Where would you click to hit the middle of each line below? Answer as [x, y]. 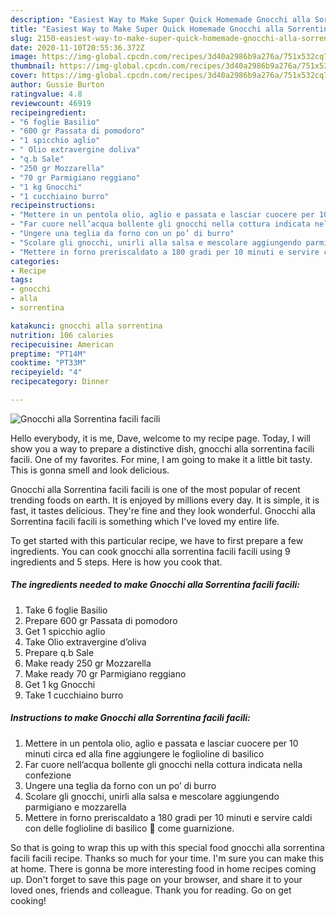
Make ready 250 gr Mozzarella [88, 663]
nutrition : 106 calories [62, 335]
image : [24, 57]
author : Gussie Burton [57, 85]
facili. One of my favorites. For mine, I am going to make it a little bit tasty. [161, 459]
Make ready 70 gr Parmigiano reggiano [105, 673]
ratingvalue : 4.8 [46, 94]
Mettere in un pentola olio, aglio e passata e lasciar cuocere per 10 [161, 743]
